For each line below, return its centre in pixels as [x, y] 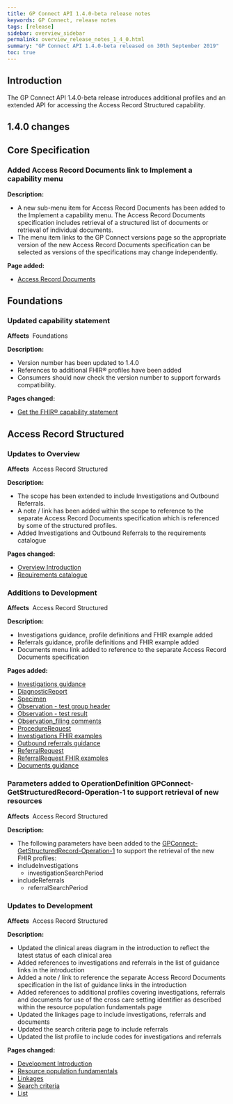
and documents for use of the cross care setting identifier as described [119, 1000]
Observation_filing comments [59, 721]
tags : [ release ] [31, 26]
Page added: [26, 265]
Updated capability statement [58, 321]
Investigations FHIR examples [59, 736]
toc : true [22, 53]
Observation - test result [53, 714]
